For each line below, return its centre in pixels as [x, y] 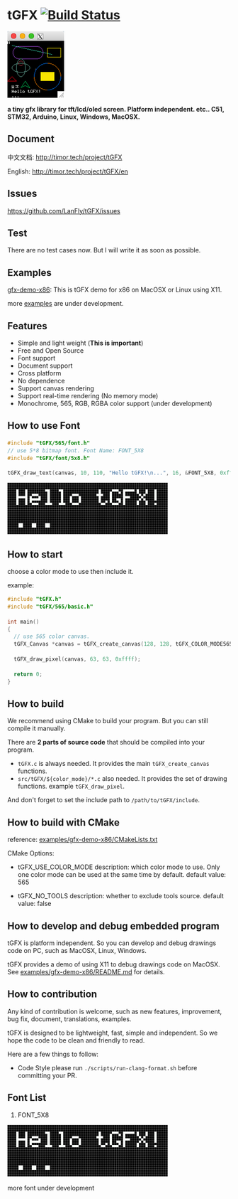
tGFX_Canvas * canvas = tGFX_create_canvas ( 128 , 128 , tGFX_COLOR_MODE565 [123, 644]
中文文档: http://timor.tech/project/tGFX [65, 157]
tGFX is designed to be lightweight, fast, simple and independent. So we [113, 1033]
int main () [23, 622]
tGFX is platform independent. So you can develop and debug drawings [112, 943]
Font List [27, 1098]
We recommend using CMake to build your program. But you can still [108, 721]
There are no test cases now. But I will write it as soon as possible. [104, 250]
